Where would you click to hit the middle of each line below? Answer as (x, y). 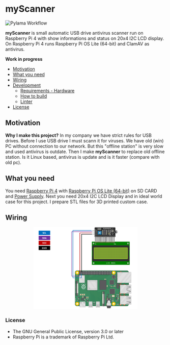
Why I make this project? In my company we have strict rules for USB (78, 135)
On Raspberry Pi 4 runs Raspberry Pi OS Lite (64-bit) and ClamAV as (77, 43)
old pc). (13, 162)
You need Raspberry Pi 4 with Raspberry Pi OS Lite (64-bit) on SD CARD (81, 191)
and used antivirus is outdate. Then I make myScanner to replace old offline (85, 152)
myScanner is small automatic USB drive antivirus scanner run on (74, 33)
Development (27, 85)
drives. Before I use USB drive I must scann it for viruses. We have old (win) (84, 140)
